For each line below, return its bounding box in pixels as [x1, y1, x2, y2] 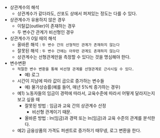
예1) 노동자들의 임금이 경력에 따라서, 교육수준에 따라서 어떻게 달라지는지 [17, 90, 156, 96]
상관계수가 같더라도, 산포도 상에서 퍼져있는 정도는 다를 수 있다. [17, 10, 137, 16]
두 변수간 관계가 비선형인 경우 [17, 29, 74, 35]
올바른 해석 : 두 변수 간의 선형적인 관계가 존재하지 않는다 [17, 42, 120, 47]
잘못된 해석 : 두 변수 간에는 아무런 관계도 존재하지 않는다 [17, 48, 120, 54]
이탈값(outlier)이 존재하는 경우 [17, 23, 76, 29]
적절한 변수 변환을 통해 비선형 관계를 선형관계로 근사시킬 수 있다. [17, 67, 134, 71]
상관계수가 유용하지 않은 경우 [9, 17, 66, 22]
